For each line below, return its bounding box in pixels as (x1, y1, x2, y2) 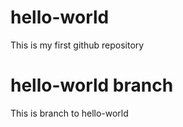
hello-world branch (10, 74, 174, 97)
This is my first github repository (10, 39, 145, 51)
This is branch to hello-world (10, 107, 129, 119)
